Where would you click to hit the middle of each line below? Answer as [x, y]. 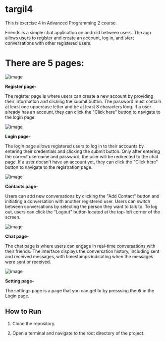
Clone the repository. [34, 323]
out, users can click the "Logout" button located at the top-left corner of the [83, 211]
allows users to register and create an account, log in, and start [70, 38]
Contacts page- [22, 186]
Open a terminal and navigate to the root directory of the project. [78, 333]
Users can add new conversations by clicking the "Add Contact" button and [82, 196]
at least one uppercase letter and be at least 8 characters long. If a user [78, 106]
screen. [13, 217]
